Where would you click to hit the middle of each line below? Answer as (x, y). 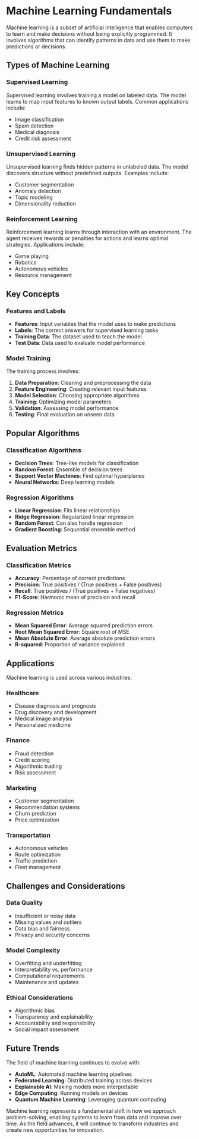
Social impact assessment (47, 1029)
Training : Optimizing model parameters (63, 402)
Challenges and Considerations (66, 886)
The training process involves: (43, 371)
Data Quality (25, 903)
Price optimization (37, 820)
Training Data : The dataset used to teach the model (78, 336)
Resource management (43, 275)
